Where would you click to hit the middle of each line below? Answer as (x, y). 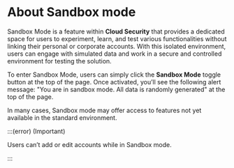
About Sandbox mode (72, 12)
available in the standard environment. (62, 117)
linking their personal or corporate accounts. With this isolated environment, (117, 46)
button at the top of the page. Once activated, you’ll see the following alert (114, 82)
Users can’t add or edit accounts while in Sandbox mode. (90, 144)
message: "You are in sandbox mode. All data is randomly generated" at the (116, 89)
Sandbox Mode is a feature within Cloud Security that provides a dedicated (116, 31)
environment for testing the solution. (59, 61)
